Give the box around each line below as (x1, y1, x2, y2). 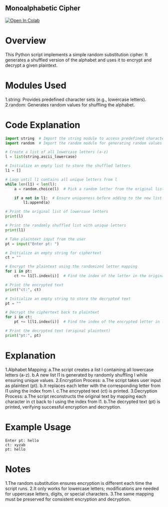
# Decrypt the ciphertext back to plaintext (5, 310, 99, 315)
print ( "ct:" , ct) (5, 287, 41, 292)
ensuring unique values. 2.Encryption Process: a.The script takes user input (5, 377, 161, 383)
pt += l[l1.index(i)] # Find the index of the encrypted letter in (14, 319, 160, 324)
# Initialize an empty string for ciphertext (5, 250, 101, 256)
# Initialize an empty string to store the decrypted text (5, 296, 131, 301)
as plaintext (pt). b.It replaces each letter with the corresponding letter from (5, 383, 161, 389)
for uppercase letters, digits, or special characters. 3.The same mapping (5, 490, 154, 496)
